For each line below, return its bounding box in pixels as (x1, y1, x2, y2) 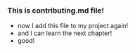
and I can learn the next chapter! (17, 29, 112, 37)
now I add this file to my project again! (17, 22, 129, 30)
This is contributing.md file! (7, 6, 104, 15)
